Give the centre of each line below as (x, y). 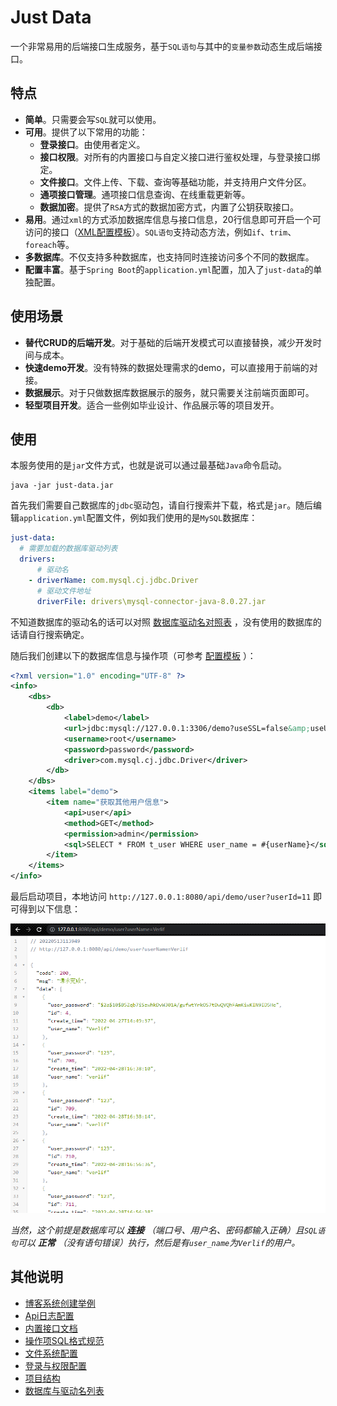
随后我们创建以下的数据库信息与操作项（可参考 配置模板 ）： (133, 655)
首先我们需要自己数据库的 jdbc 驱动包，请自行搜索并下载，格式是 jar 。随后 (162, 505)
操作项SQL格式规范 (64, 1340)
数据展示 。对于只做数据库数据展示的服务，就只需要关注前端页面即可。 (169, 392)
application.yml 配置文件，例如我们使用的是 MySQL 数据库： (138, 518)
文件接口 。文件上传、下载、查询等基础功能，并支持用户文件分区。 (175, 182)
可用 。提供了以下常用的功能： (86, 132)
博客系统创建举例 (60, 1303)
